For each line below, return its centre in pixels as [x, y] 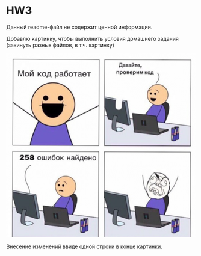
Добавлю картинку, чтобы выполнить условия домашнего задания [93, 38]
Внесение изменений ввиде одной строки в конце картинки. [84, 246]
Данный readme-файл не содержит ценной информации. [79, 27]
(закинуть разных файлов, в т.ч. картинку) [60, 45]
